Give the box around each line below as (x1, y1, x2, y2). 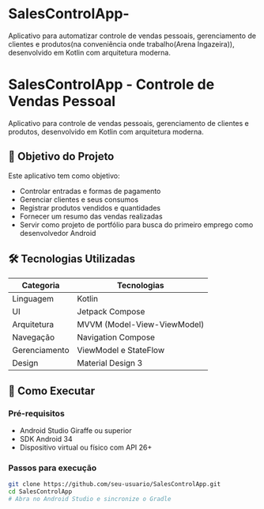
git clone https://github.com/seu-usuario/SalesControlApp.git (8, 481, 221, 488)
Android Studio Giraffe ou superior (19, 426, 132, 435)
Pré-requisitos (8, 408, 65, 419)
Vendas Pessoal (8, 93, 116, 111)
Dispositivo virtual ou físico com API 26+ (19, 443, 153, 452)
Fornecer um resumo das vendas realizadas (19, 211, 164, 221)
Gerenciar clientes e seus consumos (19, 195, 139, 204)
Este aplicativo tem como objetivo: (8, 171, 120, 180)
